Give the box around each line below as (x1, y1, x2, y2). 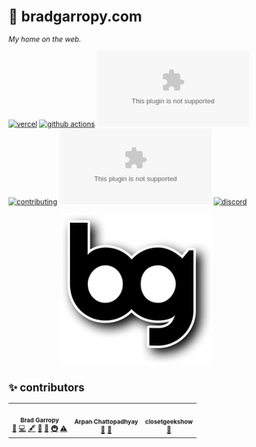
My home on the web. (8, 34, 81, 44)
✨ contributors (8, 381, 85, 395)
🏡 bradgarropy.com (8, 7, 142, 26)
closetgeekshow (145, 418, 193, 426)
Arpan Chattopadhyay (74, 418, 139, 426)
